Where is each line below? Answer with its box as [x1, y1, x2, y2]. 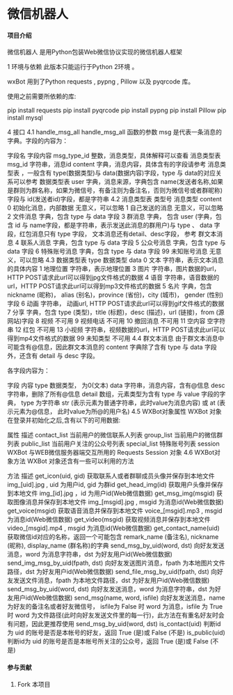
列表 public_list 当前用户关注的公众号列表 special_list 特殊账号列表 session [7, 439, 220, 448]
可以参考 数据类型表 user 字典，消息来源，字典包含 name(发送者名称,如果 [13, 178, 224, 186]
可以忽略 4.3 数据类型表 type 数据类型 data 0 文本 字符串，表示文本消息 [19, 256, 224, 265]
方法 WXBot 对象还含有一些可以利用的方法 [13, 457, 134, 465]
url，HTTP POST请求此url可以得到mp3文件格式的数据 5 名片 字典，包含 [7, 282, 212, 290]
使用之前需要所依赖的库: [7, 92, 77, 101]
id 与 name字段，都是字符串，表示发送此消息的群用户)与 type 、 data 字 [15, 221, 220, 230]
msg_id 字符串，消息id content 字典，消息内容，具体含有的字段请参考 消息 [7, 160, 220, 169]
